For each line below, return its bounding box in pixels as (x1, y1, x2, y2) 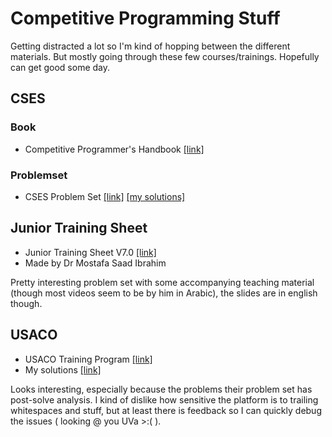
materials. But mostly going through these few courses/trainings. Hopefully (10, 50, 320, 62)
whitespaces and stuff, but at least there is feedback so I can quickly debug (10, 404, 322, 416)
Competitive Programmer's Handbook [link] (24, 143, 205, 155)
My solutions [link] (24, 363, 102, 376)
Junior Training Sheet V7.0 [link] (24, 246, 157, 258)
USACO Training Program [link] (24, 353, 153, 365)
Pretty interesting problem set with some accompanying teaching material (10, 276, 315, 288)
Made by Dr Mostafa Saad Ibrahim (24, 257, 167, 269)
